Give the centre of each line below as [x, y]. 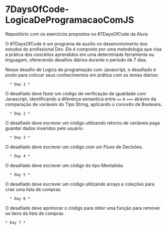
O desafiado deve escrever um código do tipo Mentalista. [65, 165]
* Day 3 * [20, 137]
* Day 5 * [20, 175]
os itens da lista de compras [34, 213]
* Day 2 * [20, 113]
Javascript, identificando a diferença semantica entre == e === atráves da [81, 99]
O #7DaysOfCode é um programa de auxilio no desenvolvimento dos [76, 43]
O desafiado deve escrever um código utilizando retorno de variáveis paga [82, 123]
